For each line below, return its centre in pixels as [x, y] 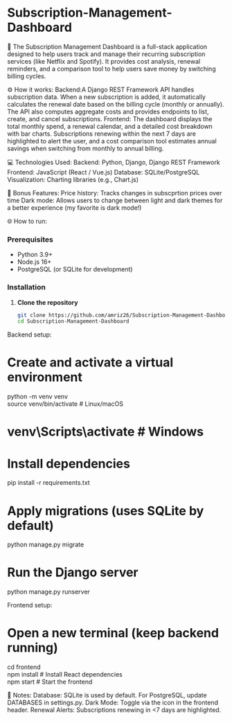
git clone [32, 315]
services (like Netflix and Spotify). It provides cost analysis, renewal [104, 61]
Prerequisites [30, 239]
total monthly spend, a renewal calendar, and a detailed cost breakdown [110, 126]
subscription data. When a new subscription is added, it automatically [107, 97]
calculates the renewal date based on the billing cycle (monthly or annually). [116, 104]
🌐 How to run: [27, 221]
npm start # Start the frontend [50, 682]
